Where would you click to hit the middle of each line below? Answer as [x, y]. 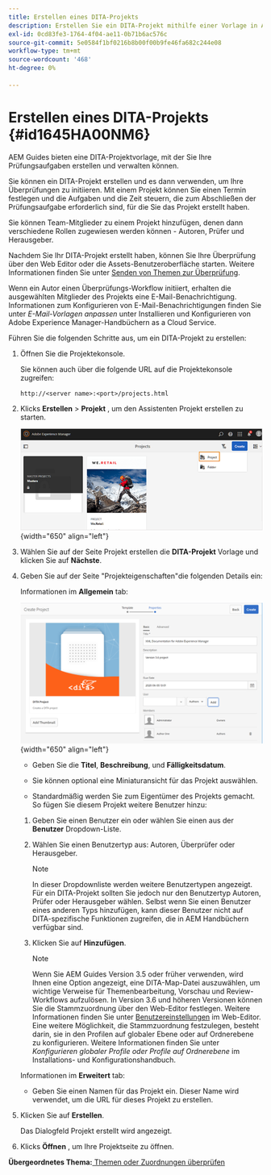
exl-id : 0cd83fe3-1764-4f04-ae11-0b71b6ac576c [88, 34]
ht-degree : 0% [32, 69]
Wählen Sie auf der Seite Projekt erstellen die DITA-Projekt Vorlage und [139, 552]
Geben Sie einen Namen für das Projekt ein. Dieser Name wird [135, 1091]
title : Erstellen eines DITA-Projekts [73, 17]
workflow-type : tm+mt [45, 51]
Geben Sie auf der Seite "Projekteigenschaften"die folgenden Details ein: [141, 576]
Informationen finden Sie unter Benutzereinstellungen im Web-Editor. [146, 1017]
